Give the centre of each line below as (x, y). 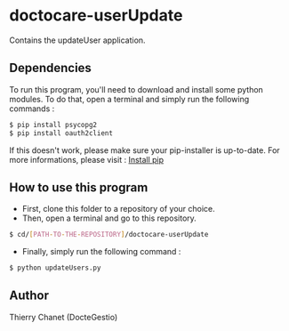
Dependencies (50, 68)
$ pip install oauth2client (61, 133)
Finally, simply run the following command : (101, 252)
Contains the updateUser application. (77, 40)
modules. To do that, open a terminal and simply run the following (129, 99)
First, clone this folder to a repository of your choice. (118, 209)
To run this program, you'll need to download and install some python (136, 89)
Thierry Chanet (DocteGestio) (64, 317)
